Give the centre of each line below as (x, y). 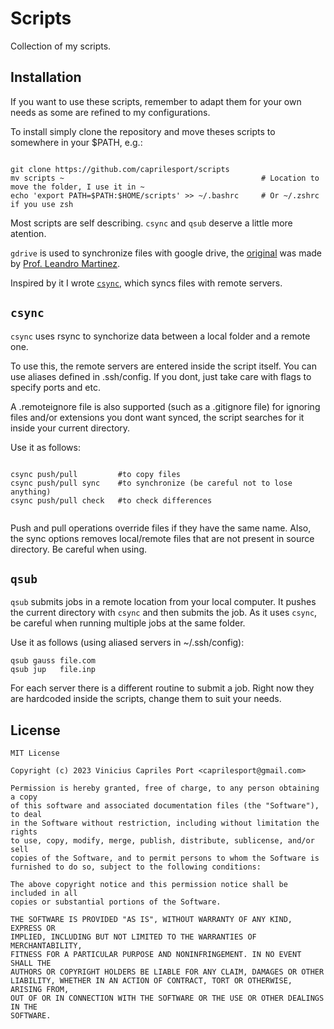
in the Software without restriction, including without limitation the (165, 823)
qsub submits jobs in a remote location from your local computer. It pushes (163, 602)
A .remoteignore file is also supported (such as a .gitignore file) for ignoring (165, 406)
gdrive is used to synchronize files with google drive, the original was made (166, 253)
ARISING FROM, (40, 990)
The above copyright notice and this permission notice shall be (149, 885)
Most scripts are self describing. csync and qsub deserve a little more (151, 223)
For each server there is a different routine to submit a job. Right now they (162, 688)
